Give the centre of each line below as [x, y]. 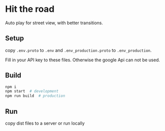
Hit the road [30, 9]
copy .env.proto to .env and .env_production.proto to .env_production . [79, 50]
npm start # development [32, 91]
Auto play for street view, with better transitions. [54, 23]
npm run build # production [35, 96]
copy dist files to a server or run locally [45, 123]
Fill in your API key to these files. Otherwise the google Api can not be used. [82, 60]
